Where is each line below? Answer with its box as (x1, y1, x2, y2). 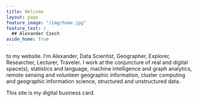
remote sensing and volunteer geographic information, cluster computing (6, 72, 186, 78)
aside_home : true (6, 36, 49, 42)
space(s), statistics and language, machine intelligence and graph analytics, (6, 65, 192, 72)
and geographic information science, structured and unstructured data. (6, 78, 181, 85)
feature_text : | (6, 25, 46, 31)
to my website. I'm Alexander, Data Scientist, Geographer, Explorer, (6, 53, 171, 59)
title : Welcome (6, 8, 44, 15)
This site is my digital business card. (6, 90, 95, 96)
